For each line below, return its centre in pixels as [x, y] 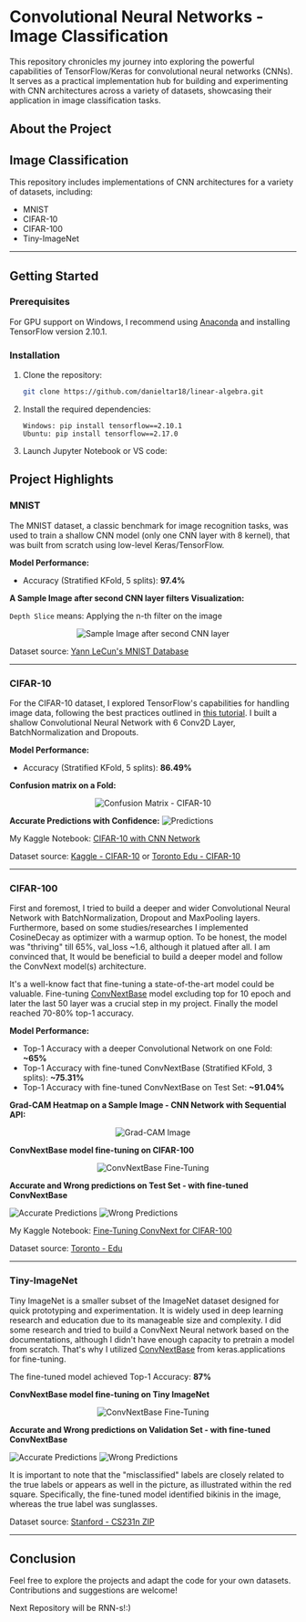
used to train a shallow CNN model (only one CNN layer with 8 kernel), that [150, 535]
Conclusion [43, 1559]
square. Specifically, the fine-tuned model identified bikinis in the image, [145, 1494]
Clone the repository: [62, 375]
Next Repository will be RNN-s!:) [71, 1608]
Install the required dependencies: [87, 409]
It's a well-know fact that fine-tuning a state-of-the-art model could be [142, 985]
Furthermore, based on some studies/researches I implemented [129, 928]
